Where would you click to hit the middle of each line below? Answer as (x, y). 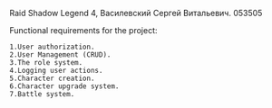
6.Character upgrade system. (64, 86)
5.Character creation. (52, 78)
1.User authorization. (52, 47)
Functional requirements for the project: (83, 30)
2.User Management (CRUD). (60, 55)
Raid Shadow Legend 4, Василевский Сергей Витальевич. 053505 (136, 13)
